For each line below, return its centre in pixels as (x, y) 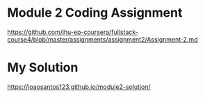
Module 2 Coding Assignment (95, 13)
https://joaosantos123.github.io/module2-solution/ (79, 87)
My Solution (43, 68)
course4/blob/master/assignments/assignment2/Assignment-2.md (102, 39)
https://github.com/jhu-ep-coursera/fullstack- (73, 32)
